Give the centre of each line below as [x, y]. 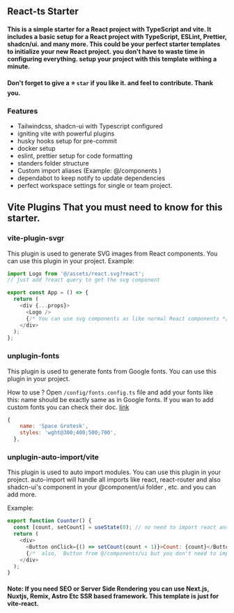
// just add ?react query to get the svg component [84, 280]
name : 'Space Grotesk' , [54, 426]
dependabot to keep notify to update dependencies [91, 178]
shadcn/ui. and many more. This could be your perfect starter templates [114, 44]
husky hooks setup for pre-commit [67, 141]
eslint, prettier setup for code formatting [75, 156]
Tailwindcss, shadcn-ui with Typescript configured [90, 126]
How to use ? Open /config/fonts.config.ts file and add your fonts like [110, 392]
